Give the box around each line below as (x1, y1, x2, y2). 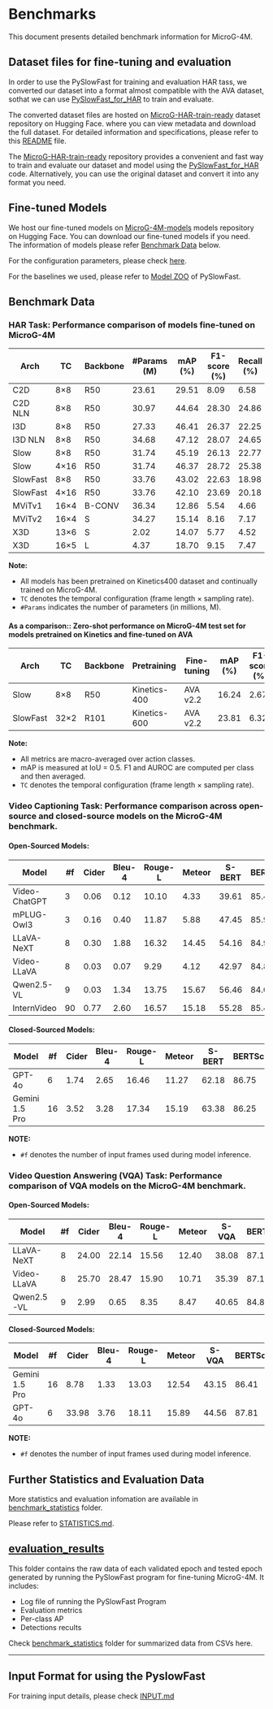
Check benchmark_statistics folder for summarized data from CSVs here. (8, 1638, 253, 1648)
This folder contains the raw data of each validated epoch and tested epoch (8, 1564, 262, 1573)
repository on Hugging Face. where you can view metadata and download (8, 119, 256, 128)
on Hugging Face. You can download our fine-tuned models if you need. (8, 231, 250, 241)
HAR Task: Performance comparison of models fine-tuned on (8, 319, 256, 330)
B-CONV (84, 501, 119, 512)
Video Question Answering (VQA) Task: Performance (8, 1169, 223, 1181)
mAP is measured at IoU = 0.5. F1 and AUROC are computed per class (19, 763, 254, 773)
